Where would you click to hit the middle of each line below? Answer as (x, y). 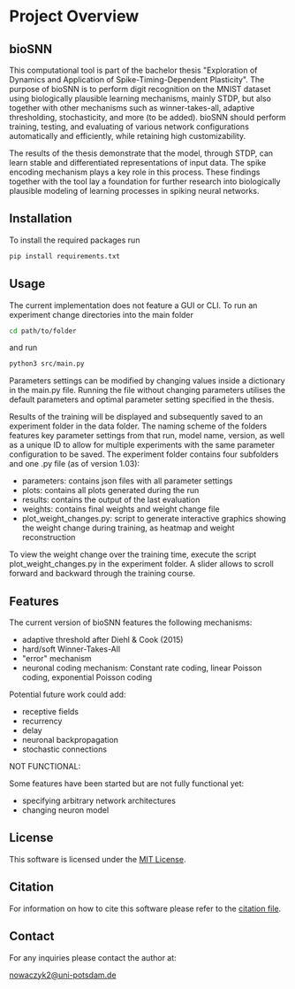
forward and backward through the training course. (102, 574)
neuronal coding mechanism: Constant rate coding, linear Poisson (142, 668)
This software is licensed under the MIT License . (98, 859)
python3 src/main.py (47, 364)
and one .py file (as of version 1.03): (74, 464)
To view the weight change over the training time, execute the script (133, 554)
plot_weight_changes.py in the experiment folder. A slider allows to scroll (141, 564)
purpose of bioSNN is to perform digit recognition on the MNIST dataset (140, 89)
